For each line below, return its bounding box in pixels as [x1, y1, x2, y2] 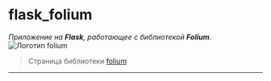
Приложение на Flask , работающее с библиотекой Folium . [8, 32, 212, 42]
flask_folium [8, 6, 93, 24]
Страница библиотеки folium [27, 56, 127, 66]
